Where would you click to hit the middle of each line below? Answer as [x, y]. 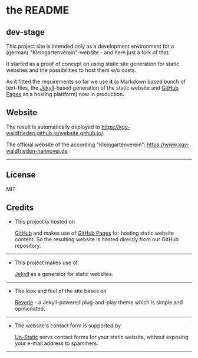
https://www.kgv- [168, 144]
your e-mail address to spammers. [56, 343]
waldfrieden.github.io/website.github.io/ [55, 133]
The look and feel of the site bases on [60, 291]
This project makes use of [46, 262]
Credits [20, 208]
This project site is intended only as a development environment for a [90, 46]
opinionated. [30, 309]
